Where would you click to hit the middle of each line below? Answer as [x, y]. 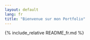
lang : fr [14, 14]
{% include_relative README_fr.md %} [44, 33]
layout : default [21, 10]
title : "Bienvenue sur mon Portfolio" [45, 19]
